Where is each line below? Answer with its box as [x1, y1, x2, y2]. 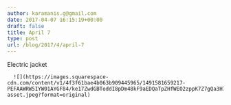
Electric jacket [7, 61, 47, 68]
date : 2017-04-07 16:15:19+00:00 [7, 16, 103, 23]
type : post [7, 35, 38, 42]
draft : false [7, 22, 45, 29]
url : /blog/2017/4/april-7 [7, 42, 85, 48]
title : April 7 [7, 29, 51, 36]
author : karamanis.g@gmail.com [7, 10, 97, 17]
